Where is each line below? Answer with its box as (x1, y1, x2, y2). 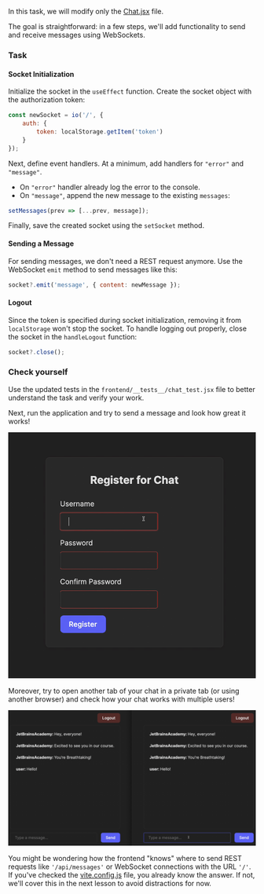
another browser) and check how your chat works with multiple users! (8, 694, 235, 704)
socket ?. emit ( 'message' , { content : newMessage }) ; (8, 280, 181, 289)
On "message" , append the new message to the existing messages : (19, 190, 230, 200)
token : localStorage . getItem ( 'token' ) (36, 127, 163, 136)
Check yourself (8, 367, 68, 378)
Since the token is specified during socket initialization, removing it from (8, 315, 242, 324)
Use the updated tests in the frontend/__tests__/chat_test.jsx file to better (8, 384, 255, 394)
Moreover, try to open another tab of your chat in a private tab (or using (8, 686, 240, 695)
